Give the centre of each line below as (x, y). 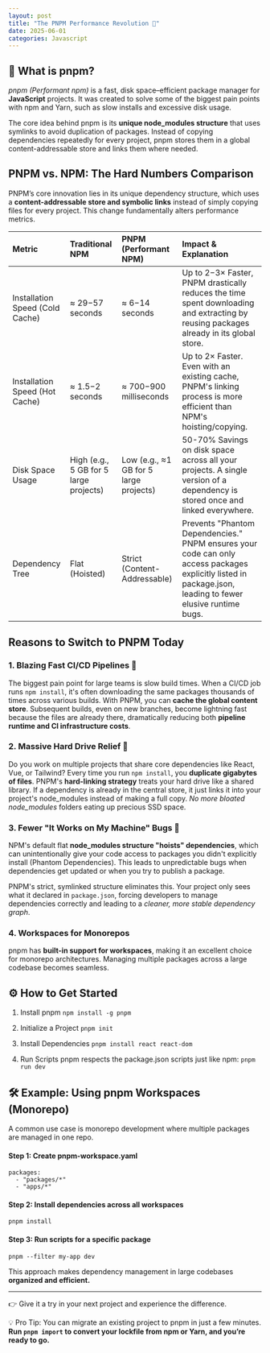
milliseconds (145, 396)
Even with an (206, 366)
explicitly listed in (215, 573)
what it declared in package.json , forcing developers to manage (113, 896)
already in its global (219, 333)
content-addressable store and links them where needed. (103, 149)
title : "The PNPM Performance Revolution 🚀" (84, 23)
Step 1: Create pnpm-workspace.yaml (73, 1156)
